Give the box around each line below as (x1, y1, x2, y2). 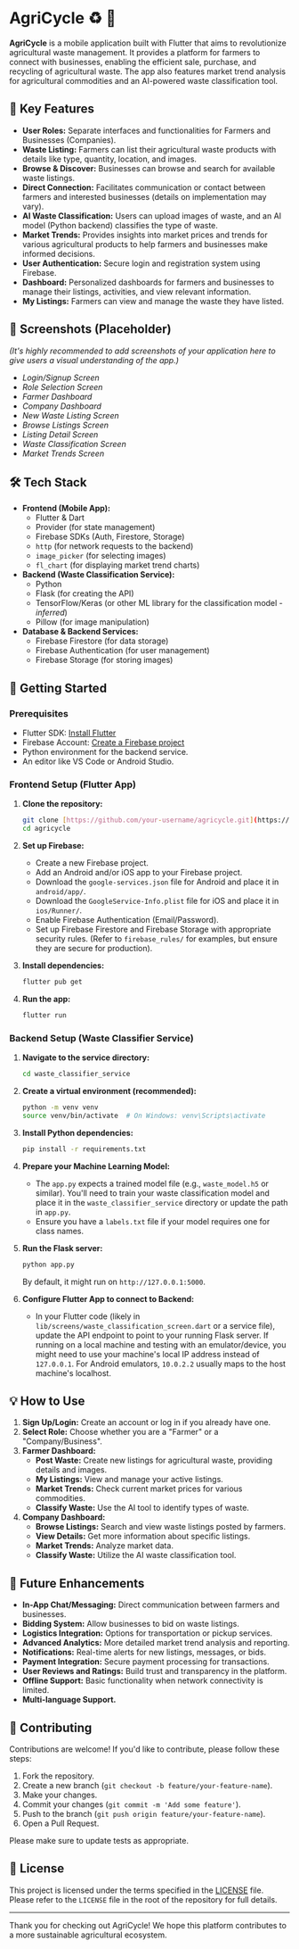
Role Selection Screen (21, 381, 103, 392)
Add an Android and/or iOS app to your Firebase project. (35, 867, 243, 878)
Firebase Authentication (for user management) (35, 645, 211, 656)
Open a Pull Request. (21, 1818, 100, 1829)
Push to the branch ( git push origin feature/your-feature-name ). (21, 1808, 266, 1819)
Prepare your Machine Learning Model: (21, 1160, 171, 1172)
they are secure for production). (35, 943, 153, 954)
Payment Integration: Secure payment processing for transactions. (21, 1656, 270, 1667)
